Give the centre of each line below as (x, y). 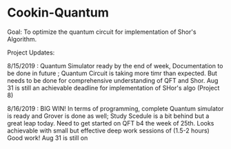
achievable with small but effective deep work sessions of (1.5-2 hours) (109, 130)
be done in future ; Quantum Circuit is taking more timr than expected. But (112, 73)
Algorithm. (22, 39)
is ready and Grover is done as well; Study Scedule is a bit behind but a (108, 116)
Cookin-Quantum (58, 13)
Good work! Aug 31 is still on (48, 138)
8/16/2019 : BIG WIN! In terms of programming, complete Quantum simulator (115, 108)
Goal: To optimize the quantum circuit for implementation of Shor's (102, 32)
